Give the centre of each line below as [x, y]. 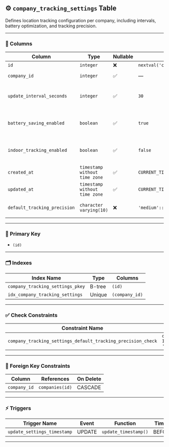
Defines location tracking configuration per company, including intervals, [81, 20]
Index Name [47, 278]
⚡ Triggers [18, 408]
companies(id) [55, 387]
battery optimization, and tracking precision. [51, 26]
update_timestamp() [125, 432]
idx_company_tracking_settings [45, 294]
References [55, 379]
